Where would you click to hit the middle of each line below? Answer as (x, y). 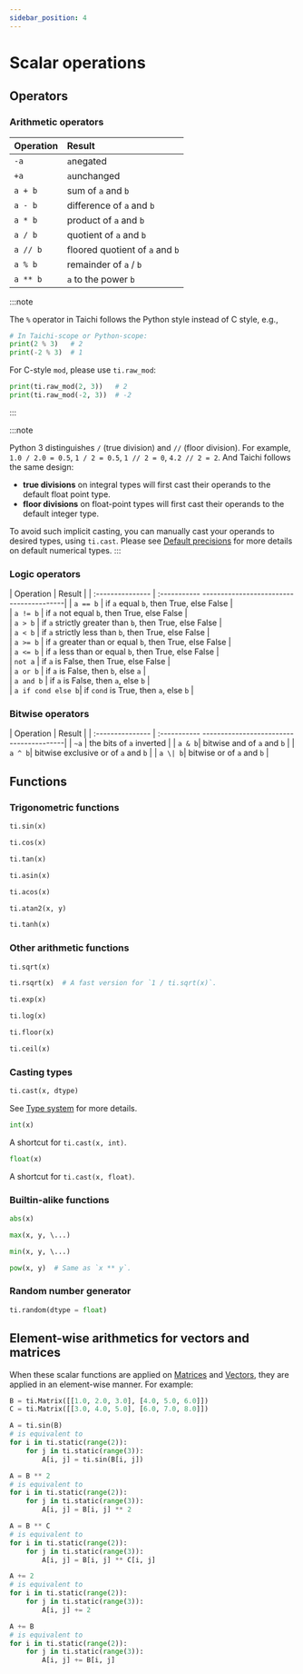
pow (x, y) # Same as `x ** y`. (70, 1268)
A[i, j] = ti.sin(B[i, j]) (93, 1460)
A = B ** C (30, 1526)
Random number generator (70, 1291)
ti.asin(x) (30, 875)
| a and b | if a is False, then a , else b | (80, 681)
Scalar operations (78, 62)
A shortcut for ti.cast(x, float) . (72, 1176)
